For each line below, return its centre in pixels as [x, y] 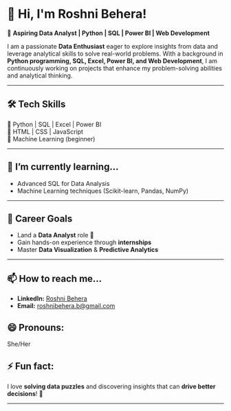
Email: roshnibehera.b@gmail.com [66, 306]
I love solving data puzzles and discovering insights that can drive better [111, 386]
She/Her [19, 344]
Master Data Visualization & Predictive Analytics [88, 250]
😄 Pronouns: [36, 328]
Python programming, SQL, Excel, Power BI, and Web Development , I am [112, 60]
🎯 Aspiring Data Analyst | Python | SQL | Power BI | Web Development [108, 33]
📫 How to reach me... [55, 278]
